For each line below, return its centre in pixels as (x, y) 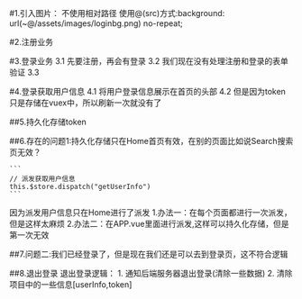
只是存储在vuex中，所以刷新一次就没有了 (86, 103)
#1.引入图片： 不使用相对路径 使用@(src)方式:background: (117, 13)
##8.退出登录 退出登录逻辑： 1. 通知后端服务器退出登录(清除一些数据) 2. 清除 (151, 273)
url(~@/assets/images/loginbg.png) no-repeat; (96, 23)
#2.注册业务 (32, 42)
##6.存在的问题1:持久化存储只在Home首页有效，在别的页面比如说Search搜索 (151, 141)
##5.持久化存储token (48, 122)
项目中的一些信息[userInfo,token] (71, 285)
